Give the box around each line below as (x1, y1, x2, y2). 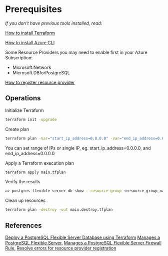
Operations (5, 94, 41, 102)
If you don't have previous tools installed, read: (5, 20, 102, 26)
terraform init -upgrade (5, 117, 57, 122)
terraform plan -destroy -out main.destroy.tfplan (5, 207, 113, 212)
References (5, 221, 42, 229)
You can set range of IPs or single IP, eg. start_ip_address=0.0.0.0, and (5, 145, 151, 151)
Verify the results (5, 179, 41, 185)
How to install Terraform (5, 30, 55, 36)
